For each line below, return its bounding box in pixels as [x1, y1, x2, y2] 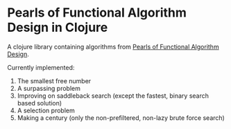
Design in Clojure [7, 19, 108, 35]
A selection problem [17, 106, 75, 114]
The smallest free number [17, 76, 92, 85]
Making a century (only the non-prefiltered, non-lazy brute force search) [17, 113, 225, 122]
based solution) [17, 98, 62, 107]
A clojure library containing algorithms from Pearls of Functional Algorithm [7, 42, 220, 51]
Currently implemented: [7, 63, 75, 71]
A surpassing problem [17, 84, 81, 92]
